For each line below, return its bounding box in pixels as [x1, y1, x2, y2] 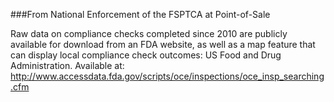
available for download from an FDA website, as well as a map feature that [10, 39, 316, 50]
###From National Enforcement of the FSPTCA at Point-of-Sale [10, 9, 271, 20]
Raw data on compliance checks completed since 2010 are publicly [10, 28, 288, 39]
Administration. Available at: [10, 60, 125, 71]
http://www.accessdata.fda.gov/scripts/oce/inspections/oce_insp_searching [10, 70, 325, 82]
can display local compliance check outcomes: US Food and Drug [10, 49, 282, 61]
